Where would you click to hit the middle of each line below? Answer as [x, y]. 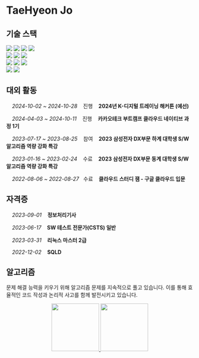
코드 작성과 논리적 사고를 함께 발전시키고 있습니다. [80, 295]
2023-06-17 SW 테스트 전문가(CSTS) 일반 [64, 227]
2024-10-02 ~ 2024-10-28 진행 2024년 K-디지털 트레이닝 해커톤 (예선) [100, 106]
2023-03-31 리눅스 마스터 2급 [49, 240]
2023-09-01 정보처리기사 [44, 215]
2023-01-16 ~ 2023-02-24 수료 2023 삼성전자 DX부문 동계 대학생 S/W [100, 159]
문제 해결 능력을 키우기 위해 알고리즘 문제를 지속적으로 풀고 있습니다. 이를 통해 [97, 288]
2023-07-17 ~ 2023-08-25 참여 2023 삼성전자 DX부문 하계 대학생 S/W [100, 139]
